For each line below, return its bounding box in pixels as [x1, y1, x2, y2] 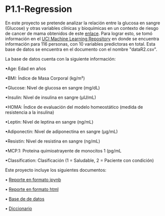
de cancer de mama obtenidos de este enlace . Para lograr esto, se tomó [5, 30, 153, 36]
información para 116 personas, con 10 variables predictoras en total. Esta [5, 41, 156, 47]
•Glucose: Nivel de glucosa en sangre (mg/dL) [5, 84, 100, 90]
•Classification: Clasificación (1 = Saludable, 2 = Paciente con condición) [5, 157, 154, 163]
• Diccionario [5, 205, 32, 212]
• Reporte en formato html [5, 186, 59, 192]
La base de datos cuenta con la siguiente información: [5, 56, 116, 62]
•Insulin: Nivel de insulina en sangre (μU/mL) [5, 94, 97, 100]
